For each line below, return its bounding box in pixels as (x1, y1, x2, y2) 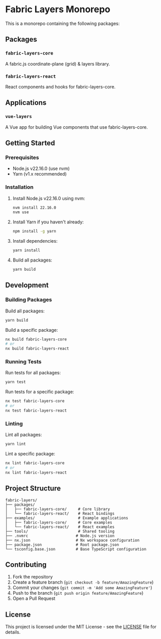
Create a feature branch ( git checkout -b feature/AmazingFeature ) (12, 579, 154, 586)
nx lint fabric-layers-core (5, 460, 65, 466)
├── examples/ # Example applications (5, 515, 128, 520)
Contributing (5, 560, 47, 569)
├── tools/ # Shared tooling (5, 529, 115, 534)
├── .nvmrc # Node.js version (5, 533, 115, 538)
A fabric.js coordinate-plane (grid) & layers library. (5, 61, 110, 67)
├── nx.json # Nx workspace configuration (5, 538, 140, 543)
